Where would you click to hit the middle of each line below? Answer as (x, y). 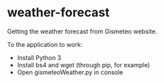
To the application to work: (45, 44)
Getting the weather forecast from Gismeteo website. (82, 31)
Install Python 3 (39, 57)
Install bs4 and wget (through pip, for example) (83, 65)
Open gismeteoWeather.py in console (70, 72)
